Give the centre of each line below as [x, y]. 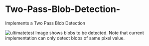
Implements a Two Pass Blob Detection [45, 23]
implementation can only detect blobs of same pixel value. [65, 38]
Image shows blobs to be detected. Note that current [90, 32]
